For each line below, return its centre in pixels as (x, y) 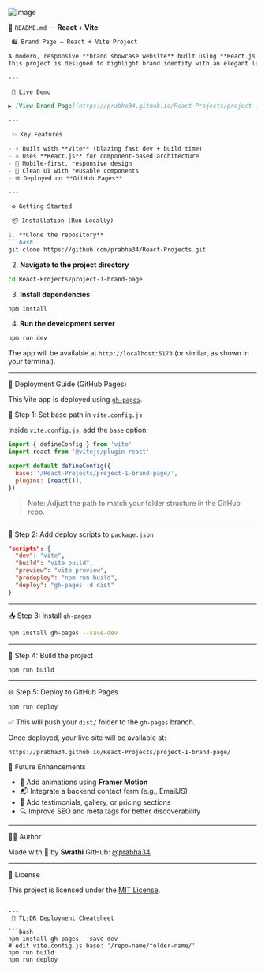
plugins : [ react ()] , (49, 481)
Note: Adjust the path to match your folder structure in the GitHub (134, 503)
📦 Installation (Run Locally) (63, 221)
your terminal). (32, 362)
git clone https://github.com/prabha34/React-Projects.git (107, 249)
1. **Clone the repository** (56, 235)
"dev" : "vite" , (40, 556)
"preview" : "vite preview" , (62, 571)
